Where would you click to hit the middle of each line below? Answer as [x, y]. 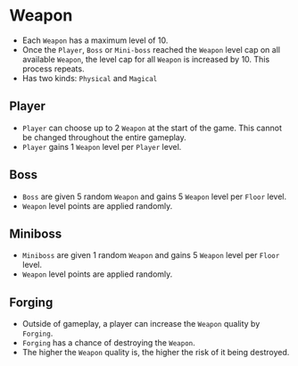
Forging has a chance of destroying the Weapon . [109, 343]
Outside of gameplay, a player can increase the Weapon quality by [141, 324]
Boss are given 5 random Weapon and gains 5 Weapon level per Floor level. [154, 196]
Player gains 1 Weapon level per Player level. [102, 146]
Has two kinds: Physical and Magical [90, 78]
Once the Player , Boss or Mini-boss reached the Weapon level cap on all [151, 49]
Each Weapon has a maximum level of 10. [95, 40]
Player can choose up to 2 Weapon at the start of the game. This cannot [152, 128]
